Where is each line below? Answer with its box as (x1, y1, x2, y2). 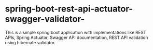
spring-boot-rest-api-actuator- (5, 3, 133, 14)
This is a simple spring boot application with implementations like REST (5, 29, 146, 35)
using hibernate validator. (5, 39, 56, 45)
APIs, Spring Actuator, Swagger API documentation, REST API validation (5, 35, 148, 40)
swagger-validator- (5, 13, 85, 25)
